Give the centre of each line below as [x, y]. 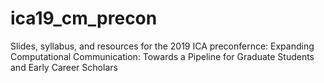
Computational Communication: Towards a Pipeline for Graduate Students [162, 56]
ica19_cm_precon [84, 18]
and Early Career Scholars [64, 67]
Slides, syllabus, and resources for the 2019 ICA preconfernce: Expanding [162, 46]
